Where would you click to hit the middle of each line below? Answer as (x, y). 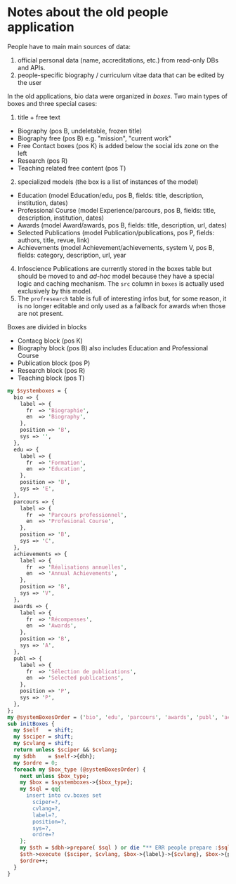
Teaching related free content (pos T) (72, 168)
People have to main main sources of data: (69, 46)
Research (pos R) (42, 160)
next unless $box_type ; (55, 776)
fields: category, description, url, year (72, 255)
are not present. (41, 313)
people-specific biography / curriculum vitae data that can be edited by (121, 75)
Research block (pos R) (51, 370)
